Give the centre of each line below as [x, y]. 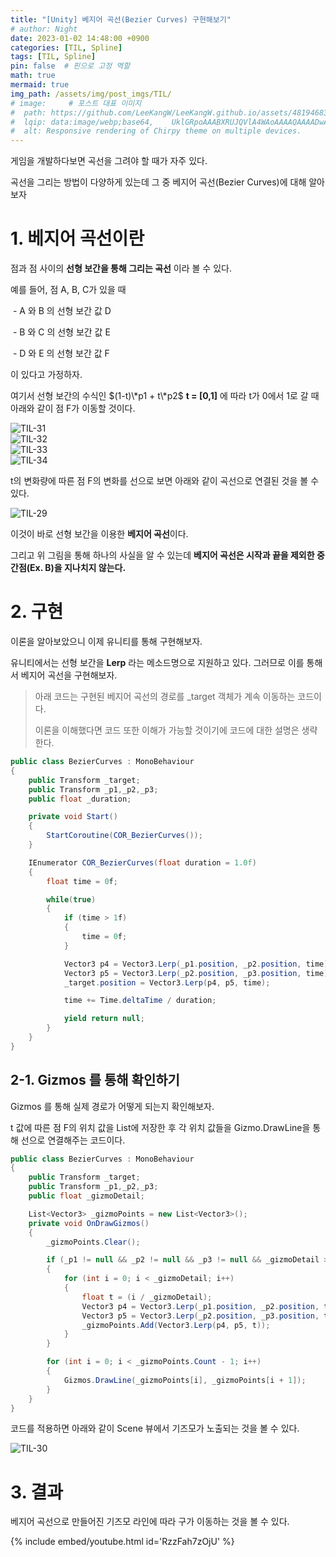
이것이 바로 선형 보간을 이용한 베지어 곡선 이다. [99, 534]
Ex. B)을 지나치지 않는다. [78, 568]
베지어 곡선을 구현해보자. [69, 675]
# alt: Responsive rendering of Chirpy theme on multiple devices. [156, 131]
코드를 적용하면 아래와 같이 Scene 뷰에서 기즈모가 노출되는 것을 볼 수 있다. [155, 1428]
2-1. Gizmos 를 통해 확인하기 [95, 1080]
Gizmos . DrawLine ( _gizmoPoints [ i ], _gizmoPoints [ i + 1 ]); [185, 1380]
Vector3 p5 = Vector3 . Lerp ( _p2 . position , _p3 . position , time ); [198, 973]
